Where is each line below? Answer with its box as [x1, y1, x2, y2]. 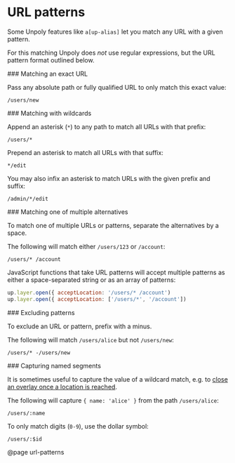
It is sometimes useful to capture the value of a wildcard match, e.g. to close [7, 375, 228, 383]
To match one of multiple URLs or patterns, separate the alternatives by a [7, 221, 220, 229]
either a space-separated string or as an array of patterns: [7, 275, 176, 284]
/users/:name [7, 410, 46, 417]
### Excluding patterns [7, 308, 75, 316]
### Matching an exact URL [7, 69, 88, 78]
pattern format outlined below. [7, 55, 95, 64]
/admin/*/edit [7, 195, 49, 202]
